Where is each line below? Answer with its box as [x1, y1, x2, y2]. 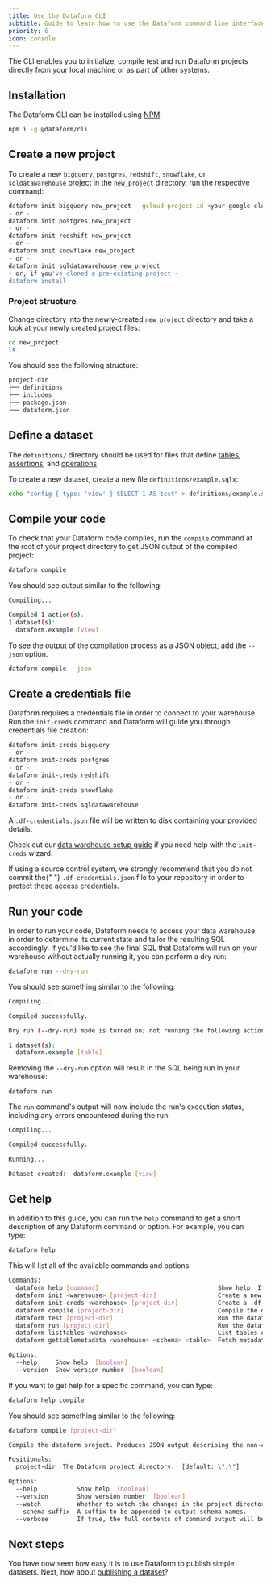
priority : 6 [8, 27, 48, 35]
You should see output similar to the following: [8, 581, 163, 590]
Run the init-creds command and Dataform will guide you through [8, 717, 231, 727]
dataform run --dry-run [8, 967, 89, 976]
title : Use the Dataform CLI [8, 11, 106, 20]
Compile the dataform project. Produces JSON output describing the [8, 1441, 244, 1449]
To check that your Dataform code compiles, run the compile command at [8, 533, 252, 543]
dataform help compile [8, 1396, 85, 1404]
